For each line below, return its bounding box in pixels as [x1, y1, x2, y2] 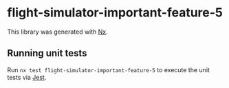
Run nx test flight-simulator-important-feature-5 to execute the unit [7, 65, 210, 74]
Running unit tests [7, 47, 87, 59]
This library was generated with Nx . [7, 27, 108, 36]
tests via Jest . [7, 73, 47, 81]
